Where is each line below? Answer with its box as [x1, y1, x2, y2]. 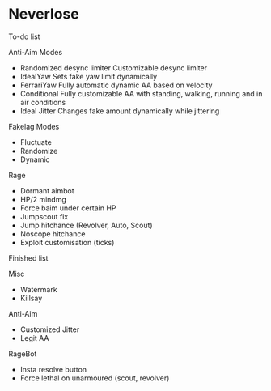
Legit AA [19, 333, 49, 342]
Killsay [19, 293, 43, 303]
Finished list [8, 253, 49, 263]
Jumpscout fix [19, 211, 69, 221]
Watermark [19, 284, 58, 294]
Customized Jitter [19, 325, 80, 334]
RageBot [8, 349, 37, 359]
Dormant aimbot [19, 185, 74, 195]
